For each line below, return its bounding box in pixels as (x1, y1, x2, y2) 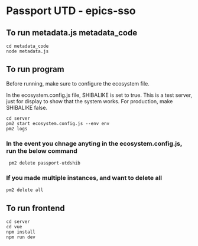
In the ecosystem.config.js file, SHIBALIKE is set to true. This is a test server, (6, 91, 193, 99)
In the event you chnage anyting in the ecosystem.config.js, (6, 139, 182, 147)
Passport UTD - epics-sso (6, 4, 136, 18)
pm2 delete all (6, 187, 44, 193)
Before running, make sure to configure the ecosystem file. (6, 80, 150, 87)
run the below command (6, 146, 78, 155)
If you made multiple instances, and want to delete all (6, 174, 163, 182)
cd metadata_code (6, 43, 49, 49)
